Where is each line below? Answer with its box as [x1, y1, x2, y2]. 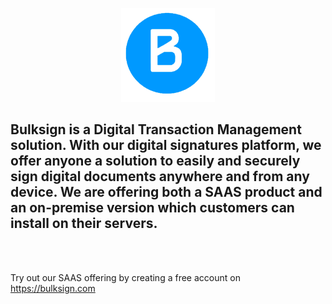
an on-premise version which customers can [10, 199, 295, 217]
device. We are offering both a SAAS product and [10, 184, 323, 201]
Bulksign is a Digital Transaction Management [10, 121, 302, 138]
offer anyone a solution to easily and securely [10, 153, 301, 170]
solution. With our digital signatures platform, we [10, 137, 322, 154]
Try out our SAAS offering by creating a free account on [10, 271, 241, 283]
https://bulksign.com [10, 282, 96, 294]
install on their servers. [10, 215, 158, 232]
